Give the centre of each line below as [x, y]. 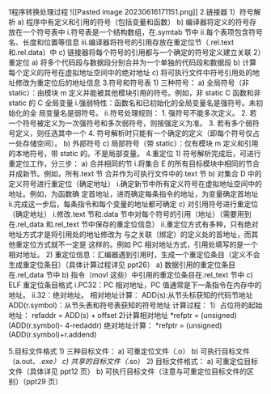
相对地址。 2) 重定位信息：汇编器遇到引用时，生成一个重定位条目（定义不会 [134, 254]
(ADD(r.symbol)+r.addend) [53, 335]
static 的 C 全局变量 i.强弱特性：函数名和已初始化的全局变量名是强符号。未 [132, 103]
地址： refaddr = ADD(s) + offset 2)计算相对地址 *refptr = [104, 315]
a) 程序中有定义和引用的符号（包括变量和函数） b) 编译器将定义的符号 [133, 22]
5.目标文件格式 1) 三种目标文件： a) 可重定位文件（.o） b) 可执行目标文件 [129, 351]
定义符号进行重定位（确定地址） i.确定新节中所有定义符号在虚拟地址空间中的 [135, 184]
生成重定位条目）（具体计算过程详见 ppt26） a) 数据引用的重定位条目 [122, 265]
